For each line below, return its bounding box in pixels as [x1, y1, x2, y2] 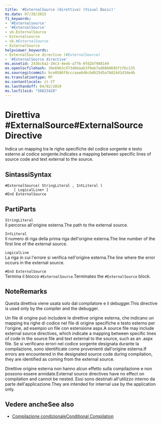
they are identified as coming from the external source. [5, 356, 115, 362]
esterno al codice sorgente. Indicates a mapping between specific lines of [5, 151, 151, 157]
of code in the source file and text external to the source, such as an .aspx [5, 336, 153, 341]
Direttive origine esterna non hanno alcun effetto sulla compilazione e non [5, 365, 152, 372]
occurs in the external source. [5, 259, 65, 265]
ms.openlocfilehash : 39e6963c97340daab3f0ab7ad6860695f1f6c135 [5, 66, 135, 71]
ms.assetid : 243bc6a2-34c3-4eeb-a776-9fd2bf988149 [5, 61, 109, 66]
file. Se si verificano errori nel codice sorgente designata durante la [5, 340, 139, 346]
